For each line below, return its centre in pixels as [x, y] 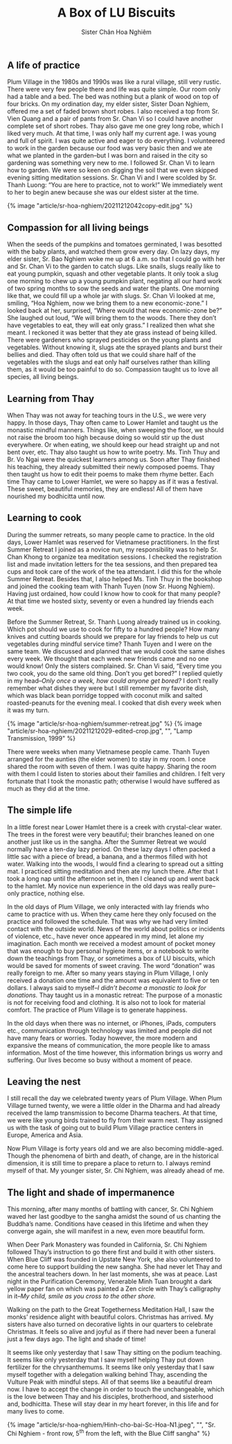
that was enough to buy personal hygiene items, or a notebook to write [108, 951]
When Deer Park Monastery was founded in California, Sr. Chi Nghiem [107, 1244]
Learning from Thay [51, 399]
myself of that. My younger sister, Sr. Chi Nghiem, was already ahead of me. [116, 1171]
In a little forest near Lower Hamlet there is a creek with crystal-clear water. [115, 827]
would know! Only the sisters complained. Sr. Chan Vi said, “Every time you [115, 666]
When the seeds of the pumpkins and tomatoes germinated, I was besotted [115, 245]
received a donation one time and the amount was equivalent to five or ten [113, 980]
